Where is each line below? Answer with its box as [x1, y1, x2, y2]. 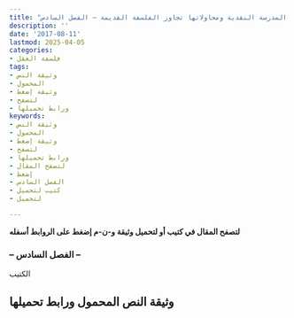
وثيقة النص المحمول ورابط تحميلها [9, 294, 174, 309]
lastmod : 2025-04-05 [9, 37, 86, 47]
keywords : [9, 112, 46, 120]
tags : [9, 63, 29, 72]
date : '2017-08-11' [9, 29, 81, 38]
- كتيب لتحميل [9, 186, 62, 195]
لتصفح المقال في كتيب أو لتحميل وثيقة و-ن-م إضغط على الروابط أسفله [9, 226, 241, 237]
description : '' [9, 21, 69, 30]
